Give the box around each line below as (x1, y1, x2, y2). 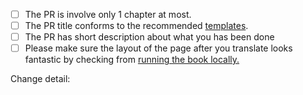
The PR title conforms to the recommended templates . (24, 20, 249, 32)
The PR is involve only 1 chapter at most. (24, 9, 192, 20)
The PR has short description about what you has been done (24, 31, 275, 43)
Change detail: (10, 73, 71, 85)
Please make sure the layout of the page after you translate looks (24, 42, 293, 54)
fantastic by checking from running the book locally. (24, 54, 240, 66)
